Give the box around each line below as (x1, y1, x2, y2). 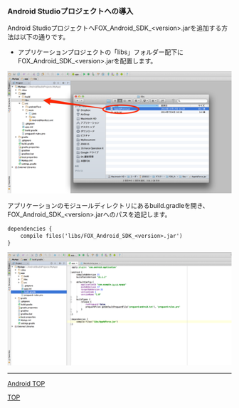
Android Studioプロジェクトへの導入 (7, 6, 134, 16)
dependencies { (7, 225, 53, 232)
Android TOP (7, 379, 46, 387)
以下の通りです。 (19, 33, 70, 41)
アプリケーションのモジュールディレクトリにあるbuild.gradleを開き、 (7, 201, 209, 209)
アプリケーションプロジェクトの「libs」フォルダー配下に (17, 48, 184, 56)
